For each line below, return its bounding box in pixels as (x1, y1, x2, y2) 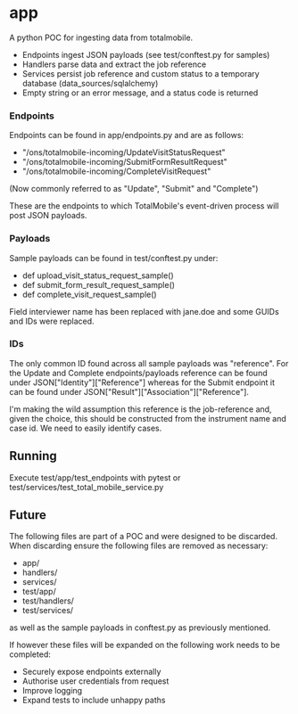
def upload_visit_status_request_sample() (21, 270, 174, 281)
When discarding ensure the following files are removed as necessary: (9, 540, 269, 551)
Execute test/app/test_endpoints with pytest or (9, 472, 181, 483)
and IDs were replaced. (9, 316, 95, 326)
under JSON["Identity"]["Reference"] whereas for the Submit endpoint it (9, 377, 275, 388)
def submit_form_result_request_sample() (21, 279, 176, 290)
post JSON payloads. (9, 210, 87, 221)
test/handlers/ (21, 595, 74, 606)
